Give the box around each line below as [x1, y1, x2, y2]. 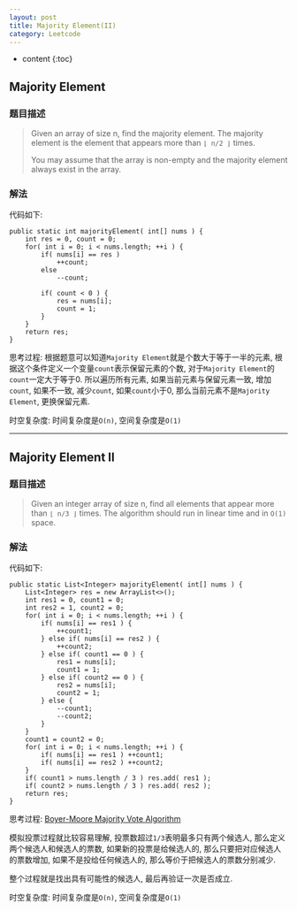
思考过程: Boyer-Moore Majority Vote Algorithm [9, 814, 181, 824]
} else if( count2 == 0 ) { [41, 673, 144, 682]
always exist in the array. [30, 165, 122, 175]
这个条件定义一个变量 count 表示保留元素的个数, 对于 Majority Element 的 [16, 364, 276, 374]
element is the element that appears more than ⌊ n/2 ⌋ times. [30, 138, 255, 149]
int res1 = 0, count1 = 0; [25, 596, 125, 605]
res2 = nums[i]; [56, 681, 117, 690]
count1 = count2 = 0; [25, 735, 104, 744]
